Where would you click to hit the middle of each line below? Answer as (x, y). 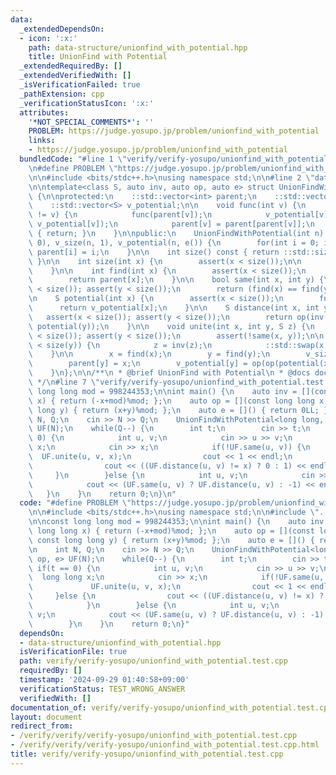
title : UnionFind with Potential (98, 57)
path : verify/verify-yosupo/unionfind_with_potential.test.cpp (153, 661)
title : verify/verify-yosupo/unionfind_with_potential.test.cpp (147, 754)
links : (42, 141)
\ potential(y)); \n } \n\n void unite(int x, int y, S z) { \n (171, 326)
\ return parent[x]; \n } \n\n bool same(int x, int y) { (176, 280)
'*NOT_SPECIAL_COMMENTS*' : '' (91, 122)
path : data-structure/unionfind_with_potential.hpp (138, 47)
